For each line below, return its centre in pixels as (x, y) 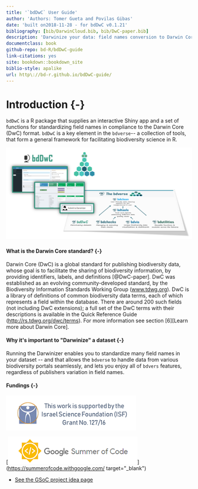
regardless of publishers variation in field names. (65, 372)
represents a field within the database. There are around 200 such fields (94, 302)
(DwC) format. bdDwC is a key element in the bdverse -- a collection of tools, (96, 133)
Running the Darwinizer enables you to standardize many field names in (93, 353)
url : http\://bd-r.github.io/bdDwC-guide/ (59, 75)
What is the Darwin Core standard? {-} (54, 251)
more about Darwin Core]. (38, 326)
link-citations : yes (32, 56)
